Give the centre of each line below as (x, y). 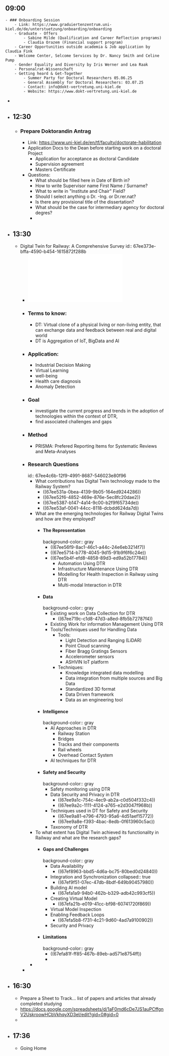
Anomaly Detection (55, 387)
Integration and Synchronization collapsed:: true (100, 876)
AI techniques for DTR (73, 760)
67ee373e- (145, 246)
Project (35, 153)
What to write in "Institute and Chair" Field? (80, 191)
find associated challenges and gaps (74, 422)
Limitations (55, 937)
